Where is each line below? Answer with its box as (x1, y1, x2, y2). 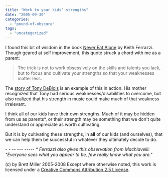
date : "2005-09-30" (5, 12, 46, 17)
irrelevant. (5, 101, 26, 107)
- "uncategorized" (10, 31, 49, 36)
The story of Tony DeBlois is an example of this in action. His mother (5, 85, 147, 91)
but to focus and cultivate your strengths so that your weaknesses (17, 70, 154, 76)
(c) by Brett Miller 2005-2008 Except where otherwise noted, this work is (5, 161, 156, 167)
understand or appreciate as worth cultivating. (5, 121, 101, 127)
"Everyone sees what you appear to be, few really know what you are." (5, 151, 153, 157)
